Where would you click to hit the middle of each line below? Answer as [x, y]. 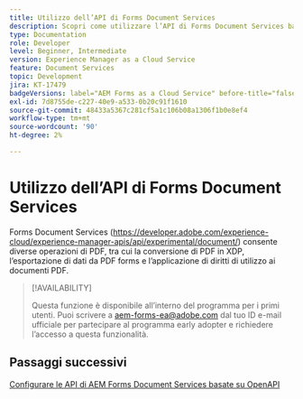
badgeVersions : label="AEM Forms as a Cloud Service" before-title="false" [155, 93]
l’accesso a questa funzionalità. [90, 334]
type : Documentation [48, 34]
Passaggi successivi [69, 362]
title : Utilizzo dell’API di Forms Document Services [113, 18]
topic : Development [46, 77]
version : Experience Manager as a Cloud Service [102, 60]
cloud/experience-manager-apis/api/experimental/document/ [124, 241]
